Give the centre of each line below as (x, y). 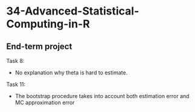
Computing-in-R (48, 24)
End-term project (39, 46)
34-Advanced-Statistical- (73, 11)
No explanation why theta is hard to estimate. (71, 73)
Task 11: (16, 84)
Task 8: (15, 61)
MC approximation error (45, 102)
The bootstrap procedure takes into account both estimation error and (102, 96)
